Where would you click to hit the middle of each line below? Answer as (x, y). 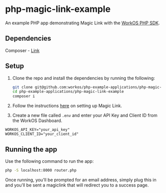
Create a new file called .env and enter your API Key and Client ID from (85, 116)
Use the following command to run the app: (49, 161)
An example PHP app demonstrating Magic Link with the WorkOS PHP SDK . (83, 23)
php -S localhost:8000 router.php (41, 170)
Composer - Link (22, 50)
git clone (23, 87)
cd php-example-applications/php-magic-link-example (68, 92)
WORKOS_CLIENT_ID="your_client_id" (42, 134)
